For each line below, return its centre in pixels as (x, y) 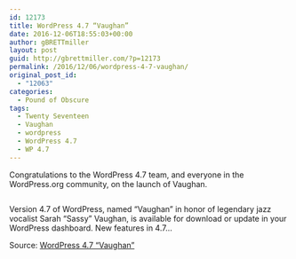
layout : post (33, 51)
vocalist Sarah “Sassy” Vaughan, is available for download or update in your (148, 218)
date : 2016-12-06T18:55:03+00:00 (71, 34)
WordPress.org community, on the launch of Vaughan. (108, 184)
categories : (31, 91)
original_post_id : (43, 75)
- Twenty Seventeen (53, 116)
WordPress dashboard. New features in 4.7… (91, 228)
